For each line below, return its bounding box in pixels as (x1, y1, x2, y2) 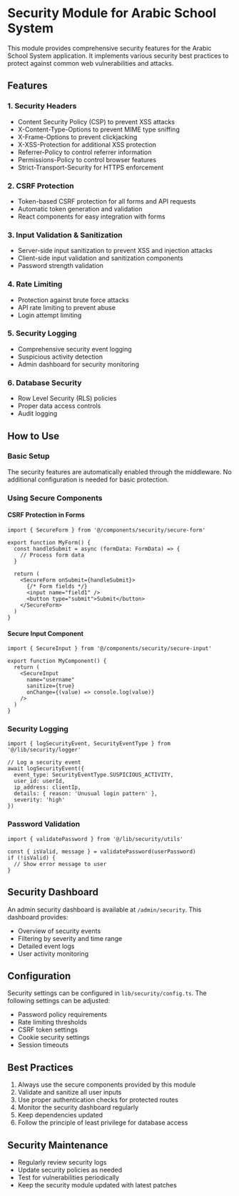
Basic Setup (7, 452, 50, 462)
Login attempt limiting (17, 311, 82, 319)
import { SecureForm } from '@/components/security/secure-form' (7, 527, 205, 534)
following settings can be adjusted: (7, 997, 111, 1005)
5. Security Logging (7, 329, 77, 339)
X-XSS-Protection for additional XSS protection (17, 140, 157, 149)
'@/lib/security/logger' (7, 747, 81, 754)
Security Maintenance (7, 1139, 108, 1151)
